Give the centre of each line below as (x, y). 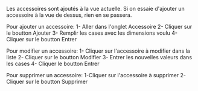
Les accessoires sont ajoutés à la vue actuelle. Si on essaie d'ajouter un (96, 9)
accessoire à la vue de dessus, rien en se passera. (69, 15)
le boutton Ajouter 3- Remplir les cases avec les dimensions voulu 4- (92, 33)
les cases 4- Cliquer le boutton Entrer (53, 63)
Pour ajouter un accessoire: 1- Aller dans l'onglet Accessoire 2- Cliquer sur (99, 27)
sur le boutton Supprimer (57, 81)
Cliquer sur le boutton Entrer (42, 39)
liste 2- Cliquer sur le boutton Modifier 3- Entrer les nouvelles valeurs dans (99, 57)
